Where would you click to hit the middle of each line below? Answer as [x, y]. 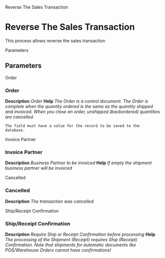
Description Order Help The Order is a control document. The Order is [77, 101]
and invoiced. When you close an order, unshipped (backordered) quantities [82, 112]
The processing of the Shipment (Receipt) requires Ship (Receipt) [71, 239]
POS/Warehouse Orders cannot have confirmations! [58, 250]
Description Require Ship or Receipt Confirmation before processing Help [80, 234]
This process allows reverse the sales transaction [55, 40]
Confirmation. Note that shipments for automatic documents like [71, 245]
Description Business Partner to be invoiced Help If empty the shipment [78, 163]
